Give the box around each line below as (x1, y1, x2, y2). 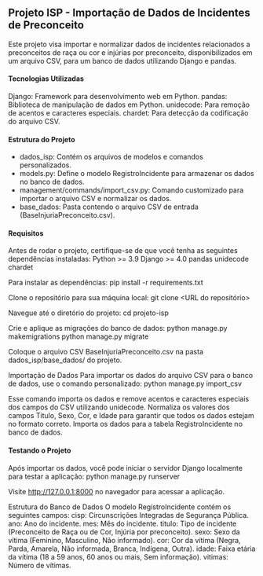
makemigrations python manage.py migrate (8, 332, 149, 341)
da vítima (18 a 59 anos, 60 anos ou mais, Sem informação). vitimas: (8, 552, 229, 561)
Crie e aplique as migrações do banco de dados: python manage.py (8, 324, 228, 333)
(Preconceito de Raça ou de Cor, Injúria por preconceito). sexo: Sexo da (8, 526, 240, 537)
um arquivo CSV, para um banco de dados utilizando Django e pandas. (8, 56, 237, 65)
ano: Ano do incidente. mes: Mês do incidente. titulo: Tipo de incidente (8, 519, 237, 528)
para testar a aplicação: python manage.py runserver (8, 471, 181, 481)
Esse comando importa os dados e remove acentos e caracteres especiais (8, 394, 250, 404)
